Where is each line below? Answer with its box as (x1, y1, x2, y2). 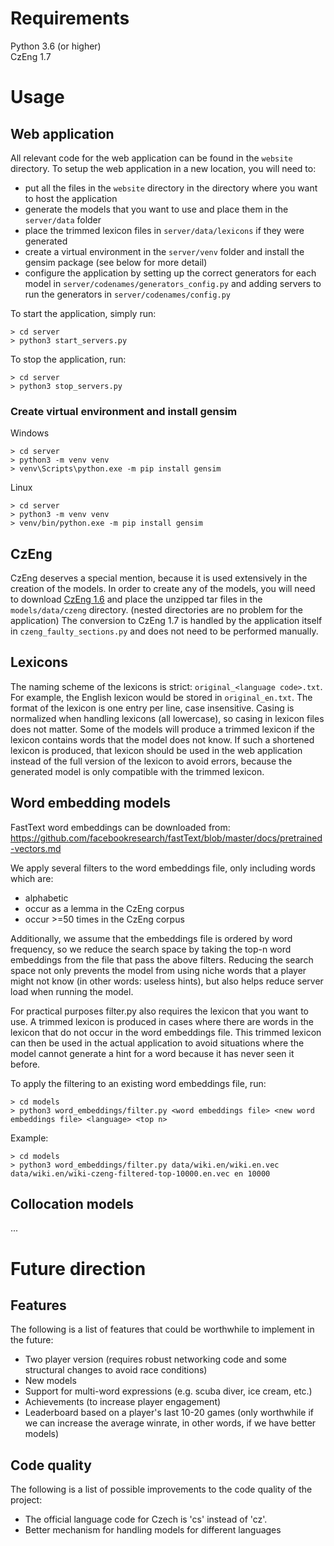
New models (24, 1375, 77, 1387)
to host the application (24, 192, 118, 204)
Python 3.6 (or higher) (10, 40, 102, 52)
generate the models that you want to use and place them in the (24, 203, 289, 215)
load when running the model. (10, 985, 134, 997)
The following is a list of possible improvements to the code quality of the (10, 1483, 313, 1496)
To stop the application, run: (10, 353, 127, 365)
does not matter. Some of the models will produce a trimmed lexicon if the (10, 723, 315, 735)
